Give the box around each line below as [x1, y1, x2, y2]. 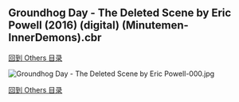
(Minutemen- [121, 19, 189, 32]
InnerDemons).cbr [8, 31, 102, 44]
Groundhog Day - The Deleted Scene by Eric [8, 6, 232, 20]
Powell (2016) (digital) [8, 19, 120, 32]
